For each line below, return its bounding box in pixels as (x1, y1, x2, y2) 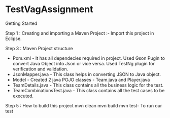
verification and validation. (12, 66, 69, 72)
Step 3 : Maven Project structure (5, 45, 73, 51)
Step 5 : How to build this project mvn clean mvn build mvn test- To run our (5, 102, 162, 108)
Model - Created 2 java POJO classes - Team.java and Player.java (12, 76, 150, 83)
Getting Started (5, 20, 38, 26)
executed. (12, 93, 34, 99)
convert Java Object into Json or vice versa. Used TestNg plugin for (12, 60, 155, 66)
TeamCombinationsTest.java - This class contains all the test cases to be (12, 87, 165, 93)
